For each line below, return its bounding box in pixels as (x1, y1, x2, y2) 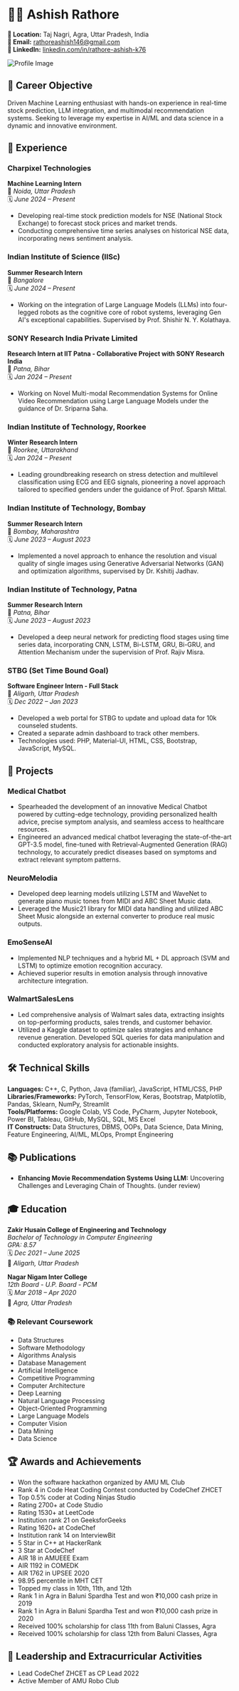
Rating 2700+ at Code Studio (17, 1501, 103, 1509)
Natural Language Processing (17, 1396, 105, 1405)
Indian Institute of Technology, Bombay (7, 503, 147, 513)
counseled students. (17, 721, 78, 730)
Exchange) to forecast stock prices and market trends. (17, 219, 178, 227)
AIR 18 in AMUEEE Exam (17, 1553, 89, 1563)
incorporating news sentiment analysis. (17, 234, 133, 243)
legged (17, 308, 39, 316)
